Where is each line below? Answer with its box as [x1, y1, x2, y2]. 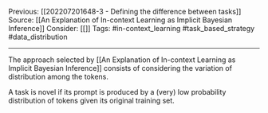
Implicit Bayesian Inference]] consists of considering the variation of [8, 64, 233, 72]
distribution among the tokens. [8, 72, 109, 81]
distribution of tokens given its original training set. [8, 95, 175, 105]
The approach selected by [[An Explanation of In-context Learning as [8, 55, 236, 64]
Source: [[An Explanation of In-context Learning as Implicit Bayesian [8, 15, 233, 25]
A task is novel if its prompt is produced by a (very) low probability [8, 88, 227, 96]
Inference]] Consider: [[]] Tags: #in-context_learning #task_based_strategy [8, 24, 255, 33]
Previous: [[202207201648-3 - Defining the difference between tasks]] [8, 7, 242, 16]
